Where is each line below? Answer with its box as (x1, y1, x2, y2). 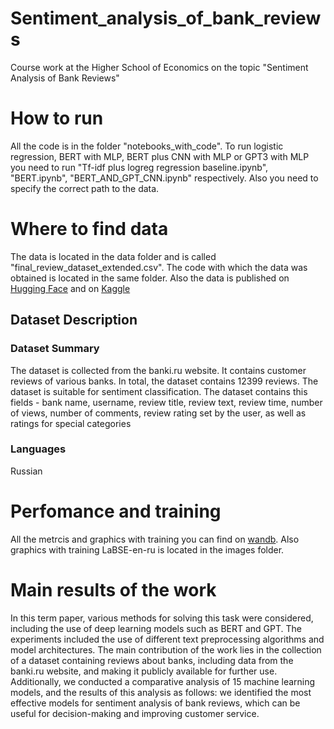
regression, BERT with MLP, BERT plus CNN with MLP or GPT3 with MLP (10, 150, 310, 162)
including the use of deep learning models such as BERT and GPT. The (10, 622, 303, 634)
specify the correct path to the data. (10, 182, 160, 194)
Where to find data (10, 218, 169, 241)
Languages (10, 442, 67, 456)
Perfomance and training (10, 500, 222, 522)
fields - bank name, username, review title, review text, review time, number (10, 396, 323, 408)
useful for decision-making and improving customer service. (10, 707, 260, 719)
